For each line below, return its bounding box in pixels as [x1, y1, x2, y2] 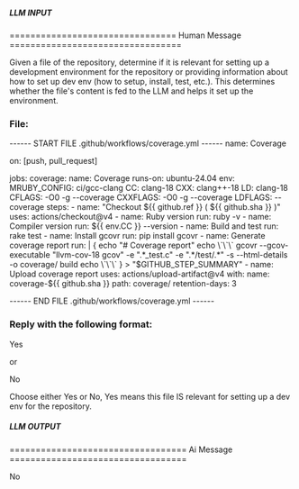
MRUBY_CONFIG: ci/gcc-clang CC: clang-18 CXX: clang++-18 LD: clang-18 [9, 183, 288, 194]
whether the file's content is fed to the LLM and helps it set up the [9, 86, 254, 96]
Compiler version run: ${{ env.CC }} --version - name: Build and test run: [9, 221, 279, 231]
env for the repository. [9, 401, 92, 412]
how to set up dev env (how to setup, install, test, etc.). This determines [9, 76, 276, 86]
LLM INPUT [9, 7, 52, 18]
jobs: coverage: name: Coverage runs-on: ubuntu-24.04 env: [9, 173, 236, 184]
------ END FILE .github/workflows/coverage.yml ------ [9, 295, 214, 306]
